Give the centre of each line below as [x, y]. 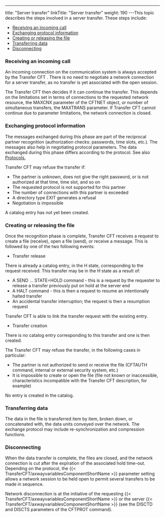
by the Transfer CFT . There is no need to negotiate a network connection [80, 77]
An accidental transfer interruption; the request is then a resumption [81, 301]
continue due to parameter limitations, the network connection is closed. [79, 113]
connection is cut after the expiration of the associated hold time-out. [75, 463]
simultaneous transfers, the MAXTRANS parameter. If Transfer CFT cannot [81, 108]
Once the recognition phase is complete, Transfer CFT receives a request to [82, 236]
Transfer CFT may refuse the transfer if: [45, 167]
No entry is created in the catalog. [40, 395]
